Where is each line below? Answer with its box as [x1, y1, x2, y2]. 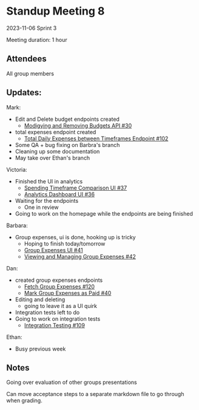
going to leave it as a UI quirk [24, 302, 97, 309]
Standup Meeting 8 [6, 4, 105, 18]
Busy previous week [15, 345, 66, 352]
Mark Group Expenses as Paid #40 [24, 289, 112, 296]
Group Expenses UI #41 [24, 246, 83, 253]
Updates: [6, 87, 42, 98]
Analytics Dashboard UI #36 [24, 190, 95, 198]
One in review [24, 203, 59, 211]
